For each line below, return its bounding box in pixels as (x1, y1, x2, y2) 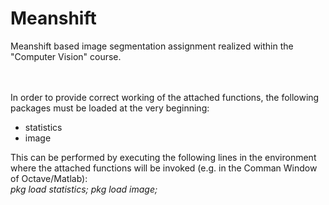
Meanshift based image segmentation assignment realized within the (10, 40, 294, 52)
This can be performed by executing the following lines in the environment (10, 151, 317, 163)
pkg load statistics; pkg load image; (10, 183, 158, 195)
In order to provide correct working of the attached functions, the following (10, 91, 320, 103)
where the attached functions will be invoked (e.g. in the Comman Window (10, 162, 318, 174)
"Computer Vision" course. (10, 50, 122, 62)
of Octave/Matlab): (10, 172, 88, 184)
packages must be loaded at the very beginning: (10, 102, 210, 114)
